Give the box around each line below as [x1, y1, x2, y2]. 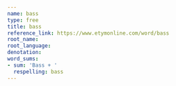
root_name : [7, 36, 39, 43]
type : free [7, 17, 39, 24]
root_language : [7, 42, 51, 49]
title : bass [7, 23, 42, 30]
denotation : [7, 49, 42, 56]
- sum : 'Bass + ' [7, 62, 58, 69]
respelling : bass [13, 68, 64, 75]
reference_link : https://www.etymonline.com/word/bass [7, 29, 170, 37]
